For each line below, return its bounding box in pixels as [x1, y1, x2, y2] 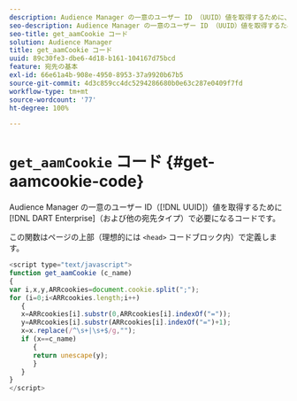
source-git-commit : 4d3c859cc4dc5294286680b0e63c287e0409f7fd [9, 79, 243, 88]
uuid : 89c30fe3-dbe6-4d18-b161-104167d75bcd [9, 54, 176, 63]
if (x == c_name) [20, 335, 77, 343]
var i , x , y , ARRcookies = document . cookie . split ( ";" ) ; [9, 285, 200, 294]
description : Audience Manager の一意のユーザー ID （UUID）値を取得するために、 [9, 12, 292, 22]
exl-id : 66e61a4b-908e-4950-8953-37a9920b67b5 [9, 71, 184, 80]
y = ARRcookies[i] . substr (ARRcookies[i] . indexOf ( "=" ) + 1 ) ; [20, 318, 232, 328]
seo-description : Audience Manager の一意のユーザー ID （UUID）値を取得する [9, 21, 281, 30]
